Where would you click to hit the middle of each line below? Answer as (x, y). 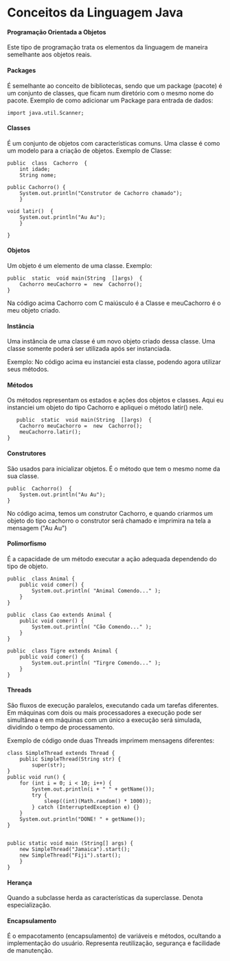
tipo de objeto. (27, 566)
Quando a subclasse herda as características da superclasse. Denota (105, 898)
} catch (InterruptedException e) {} (85, 807)
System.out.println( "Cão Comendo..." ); (92, 626)
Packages (22, 70)
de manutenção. (30, 951)
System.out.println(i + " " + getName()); (93, 789)
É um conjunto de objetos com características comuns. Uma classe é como (114, 143)
